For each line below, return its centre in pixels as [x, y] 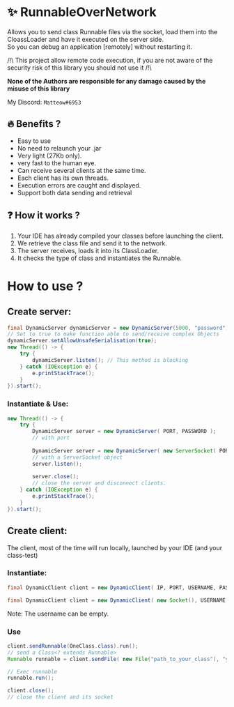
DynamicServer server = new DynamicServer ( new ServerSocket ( [124, 450]
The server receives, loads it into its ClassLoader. [88, 250]
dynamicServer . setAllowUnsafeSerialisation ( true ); [82, 341]
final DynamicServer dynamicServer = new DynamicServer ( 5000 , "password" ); [119, 328]
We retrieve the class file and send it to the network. [92, 243]
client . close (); [31, 691]
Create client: [37, 531]
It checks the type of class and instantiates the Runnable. [100, 258]
